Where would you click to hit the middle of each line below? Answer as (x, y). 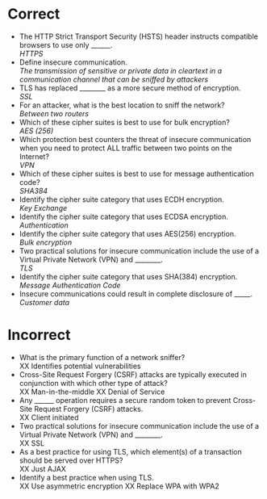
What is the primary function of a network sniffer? (102, 357)
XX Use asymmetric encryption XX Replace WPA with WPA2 (119, 486)
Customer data (44, 302)
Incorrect (39, 335)
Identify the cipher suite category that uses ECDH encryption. (122, 199)
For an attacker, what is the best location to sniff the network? (122, 105)
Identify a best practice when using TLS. (86, 477)
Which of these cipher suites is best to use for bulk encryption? (125, 122)
